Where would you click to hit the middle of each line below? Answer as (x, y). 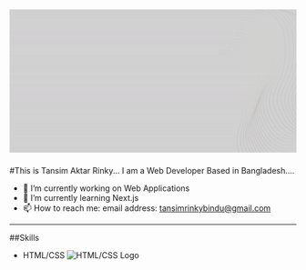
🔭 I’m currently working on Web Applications (106, 188)
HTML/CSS (44, 255)
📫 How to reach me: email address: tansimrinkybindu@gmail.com (147, 208)
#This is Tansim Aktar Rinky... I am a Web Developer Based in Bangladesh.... (152, 170)
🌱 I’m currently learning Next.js (81, 197)
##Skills (24, 237)
